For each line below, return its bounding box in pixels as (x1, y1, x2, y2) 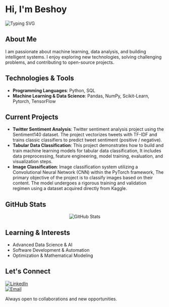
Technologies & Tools (5, 74, 74, 83)
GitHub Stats (5, 200, 46, 209)
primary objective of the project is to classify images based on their (12, 175, 153, 181)
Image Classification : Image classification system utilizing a (12, 164, 138, 170)
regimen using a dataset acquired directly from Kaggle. (12, 185, 127, 191)
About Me (5, 35, 37, 44)
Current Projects (5, 112, 59, 121)
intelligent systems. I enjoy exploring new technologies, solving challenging (5, 54, 162, 60)
